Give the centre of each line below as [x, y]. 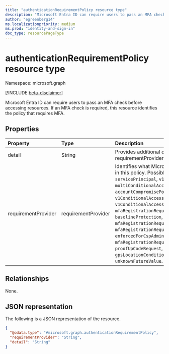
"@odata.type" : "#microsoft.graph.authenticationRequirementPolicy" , [84, 333]
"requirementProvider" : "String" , [46, 338]
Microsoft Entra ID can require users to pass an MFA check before [74, 102]
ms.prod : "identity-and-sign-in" [40, 29]
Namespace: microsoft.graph [35, 83]
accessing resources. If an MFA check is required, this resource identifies [81, 108]
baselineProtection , [139, 216]
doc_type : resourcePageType [35, 33]
